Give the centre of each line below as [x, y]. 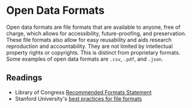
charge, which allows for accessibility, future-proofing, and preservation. [96, 33]
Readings [24, 78]
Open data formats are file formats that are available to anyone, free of [94, 27]
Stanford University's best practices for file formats [78, 98]
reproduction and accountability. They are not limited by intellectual [89, 46]
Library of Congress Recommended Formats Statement [83, 92]
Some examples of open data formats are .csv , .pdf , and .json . [85, 59]
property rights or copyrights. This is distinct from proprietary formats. [93, 52]
